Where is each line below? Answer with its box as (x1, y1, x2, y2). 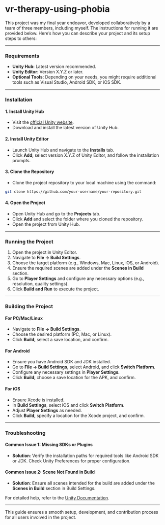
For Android (5, 348, 30, 353)
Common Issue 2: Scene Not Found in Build (5, 469, 95, 475)
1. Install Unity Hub (5, 108, 44, 114)
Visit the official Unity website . (12, 119, 74, 125)
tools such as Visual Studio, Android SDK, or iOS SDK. (12, 79, 122, 85)
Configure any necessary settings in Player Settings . (12, 369, 120, 375)
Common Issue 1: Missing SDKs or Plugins (5, 442, 93, 448)
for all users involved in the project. (5, 514, 77, 520)
